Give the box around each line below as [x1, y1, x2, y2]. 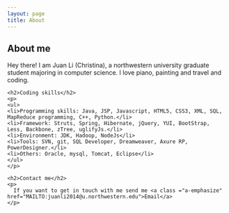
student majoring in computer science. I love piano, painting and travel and [7, 68, 221, 77]
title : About [7, 17, 45, 24]
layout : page [7, 10, 45, 17]
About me [7, 43, 51, 54]
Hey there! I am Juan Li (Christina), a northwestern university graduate [7, 61, 210, 70]
